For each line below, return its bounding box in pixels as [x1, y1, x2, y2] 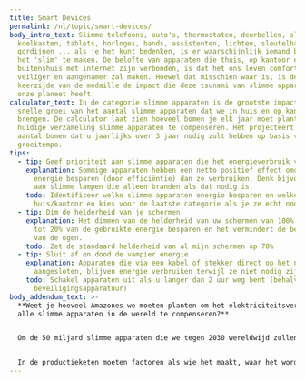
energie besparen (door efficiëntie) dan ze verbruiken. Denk [33, 174, 274, 183]
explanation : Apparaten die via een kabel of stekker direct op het [25, 258, 290, 268]
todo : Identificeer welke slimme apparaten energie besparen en [25, 191, 274, 200]
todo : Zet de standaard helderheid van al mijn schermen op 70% [25, 242, 274, 251]
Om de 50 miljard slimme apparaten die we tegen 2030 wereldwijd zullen [17, 334, 299, 343]
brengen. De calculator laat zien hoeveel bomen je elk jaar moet [17, 115, 274, 124]
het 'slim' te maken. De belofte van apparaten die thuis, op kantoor [17, 55, 290, 65]
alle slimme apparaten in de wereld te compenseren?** [17, 309, 230, 318]
